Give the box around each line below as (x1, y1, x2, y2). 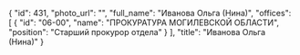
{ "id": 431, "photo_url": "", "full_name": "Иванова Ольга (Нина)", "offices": (8, 8, 292, 18)
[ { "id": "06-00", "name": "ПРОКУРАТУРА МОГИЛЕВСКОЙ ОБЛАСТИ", (8, 17, 280, 28)
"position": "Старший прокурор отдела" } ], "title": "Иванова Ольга (8, 27, 266, 37)
